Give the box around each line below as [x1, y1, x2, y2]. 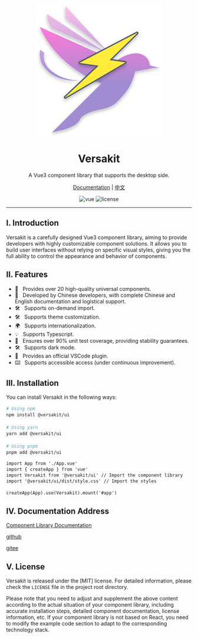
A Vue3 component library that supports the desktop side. [28, 171, 170, 178]
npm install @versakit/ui [6, 412, 70, 418]
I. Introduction [6, 218, 59, 228]
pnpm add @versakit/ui [6, 449, 62, 455]
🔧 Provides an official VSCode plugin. [14, 352, 108, 359]
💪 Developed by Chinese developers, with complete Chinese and [14, 292, 176, 299]
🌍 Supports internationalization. [14, 322, 96, 329]
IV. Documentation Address [6, 506, 110, 516]
